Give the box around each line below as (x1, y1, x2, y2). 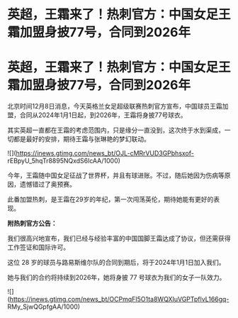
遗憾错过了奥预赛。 (19, 180, 76, 189)
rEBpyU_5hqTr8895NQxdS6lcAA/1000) (7, 157, 120, 165)
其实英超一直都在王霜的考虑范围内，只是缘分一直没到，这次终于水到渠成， (7, 126, 225, 135)
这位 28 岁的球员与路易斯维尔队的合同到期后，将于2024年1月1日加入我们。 (7, 258, 225, 267)
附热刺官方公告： (7, 219, 57, 228)
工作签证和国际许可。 (7, 243, 69, 252)
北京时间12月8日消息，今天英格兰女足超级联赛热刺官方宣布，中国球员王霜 (7, 102, 222, 111)
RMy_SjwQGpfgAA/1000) (7, 302, 80, 311)
